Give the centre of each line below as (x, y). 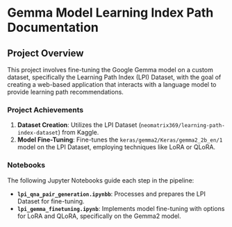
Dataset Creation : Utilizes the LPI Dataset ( (79, 125)
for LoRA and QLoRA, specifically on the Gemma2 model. (99, 216)
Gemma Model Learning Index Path (110, 13)
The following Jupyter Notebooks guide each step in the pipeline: (101, 180)
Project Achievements (45, 110)
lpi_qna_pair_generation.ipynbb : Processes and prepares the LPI (111, 194)
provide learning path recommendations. (65, 92)
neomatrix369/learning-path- (183, 126)
